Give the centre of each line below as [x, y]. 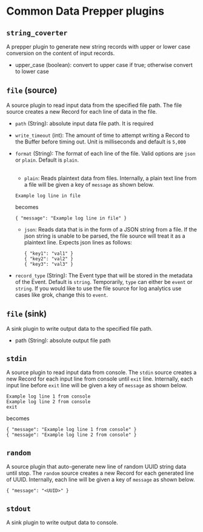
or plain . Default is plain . [47, 160]
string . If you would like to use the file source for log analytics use [98, 288]
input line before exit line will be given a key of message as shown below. [97, 385]
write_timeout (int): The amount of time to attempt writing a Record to [102, 135]
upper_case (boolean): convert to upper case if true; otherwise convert [104, 65]
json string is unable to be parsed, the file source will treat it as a [105, 236]
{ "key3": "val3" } [49, 264]
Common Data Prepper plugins [85, 11]
